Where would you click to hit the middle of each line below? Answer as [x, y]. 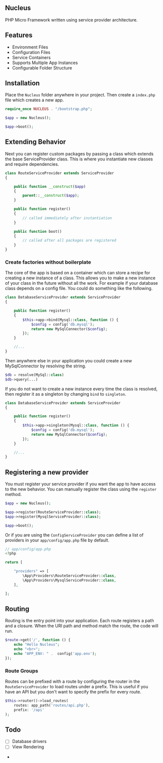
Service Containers [31, 57]
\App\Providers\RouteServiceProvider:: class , [70, 576]
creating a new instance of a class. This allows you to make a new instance [80, 278]
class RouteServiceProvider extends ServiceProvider [60, 173]
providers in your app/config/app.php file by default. [57, 540]
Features [19, 35]
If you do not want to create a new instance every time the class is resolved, [81, 389]
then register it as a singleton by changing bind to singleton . [66, 394]
